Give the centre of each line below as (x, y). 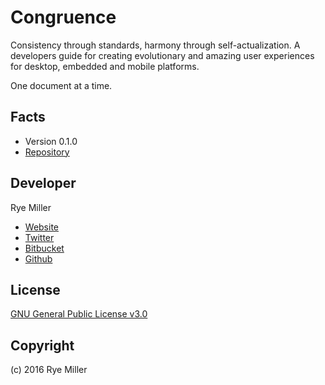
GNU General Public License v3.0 (79, 314)
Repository (47, 152)
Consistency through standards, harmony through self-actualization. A (155, 45)
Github (38, 258)
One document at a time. (61, 85)
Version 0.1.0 (51, 141)
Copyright (42, 345)
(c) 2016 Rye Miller (49, 370)
